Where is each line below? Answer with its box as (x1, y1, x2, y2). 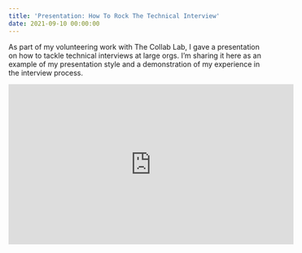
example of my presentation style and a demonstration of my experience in (8, 59, 260, 69)
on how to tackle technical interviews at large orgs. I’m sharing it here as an (8, 50, 262, 60)
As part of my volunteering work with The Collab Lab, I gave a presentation (8, 41, 260, 51)
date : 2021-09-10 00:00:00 (8, 20, 100, 28)
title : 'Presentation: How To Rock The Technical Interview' (8, 11, 221, 20)
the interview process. (8, 68, 84, 77)
